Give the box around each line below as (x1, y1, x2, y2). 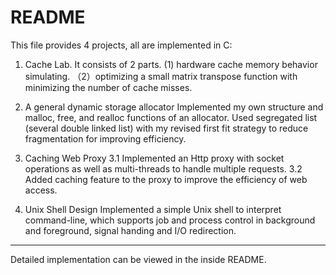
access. (24, 184, 58, 196)
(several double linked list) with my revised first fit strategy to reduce (24, 122, 309, 134)
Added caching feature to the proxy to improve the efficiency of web (24, 173, 308, 185)
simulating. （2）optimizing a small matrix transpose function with (24, 70, 298, 82)
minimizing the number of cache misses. (24, 81, 193, 93)
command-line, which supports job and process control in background (24, 214, 316, 226)
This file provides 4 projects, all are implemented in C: (10, 39, 233, 51)
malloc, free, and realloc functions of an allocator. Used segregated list (24, 111, 318, 123)
